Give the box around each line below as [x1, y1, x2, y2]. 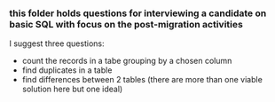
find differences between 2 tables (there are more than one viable [21, 75, 263, 85]
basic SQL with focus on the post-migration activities [9, 18, 244, 30]
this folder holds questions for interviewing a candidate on [9, 7, 267, 20]
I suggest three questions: [9, 38, 105, 49]
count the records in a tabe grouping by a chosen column [21, 56, 232, 67]
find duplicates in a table [21, 65, 113, 75]
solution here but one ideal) [21, 83, 123, 95]
